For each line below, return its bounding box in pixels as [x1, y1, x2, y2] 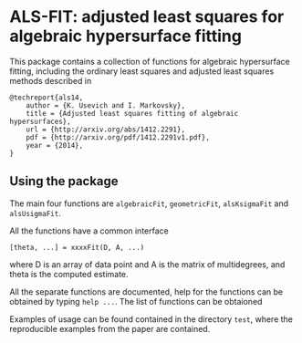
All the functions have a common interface [9, 225, 169, 236]
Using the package [9, 173, 119, 189]
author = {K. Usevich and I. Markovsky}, [26, 100, 185, 110]
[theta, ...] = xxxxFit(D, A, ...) [9, 243, 145, 252]
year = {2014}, [26, 140, 84, 150]
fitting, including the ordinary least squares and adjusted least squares [9, 66, 275, 77]
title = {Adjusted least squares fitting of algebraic [26, 109, 239, 118]
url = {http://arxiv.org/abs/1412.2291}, [26, 125, 185, 134]
